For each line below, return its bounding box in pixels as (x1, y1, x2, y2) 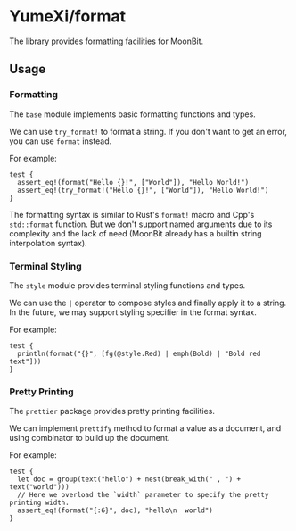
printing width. (9, 498, 70, 508)
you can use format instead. (9, 136, 112, 146)
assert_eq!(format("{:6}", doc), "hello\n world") (17, 506, 214, 515)
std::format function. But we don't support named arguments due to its (9, 219, 273, 229)
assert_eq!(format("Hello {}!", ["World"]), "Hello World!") (17, 178, 250, 187)
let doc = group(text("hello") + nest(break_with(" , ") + (17, 475, 242, 484)
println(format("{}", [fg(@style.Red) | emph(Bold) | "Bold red (17, 349, 261, 358)
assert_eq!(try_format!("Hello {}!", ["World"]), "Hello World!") (17, 186, 269, 195)
